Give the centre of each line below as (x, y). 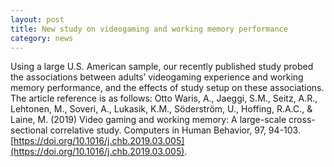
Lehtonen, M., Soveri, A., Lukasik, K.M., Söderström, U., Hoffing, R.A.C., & (161, 109)
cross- (302, 120)
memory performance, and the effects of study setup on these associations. (167, 88)
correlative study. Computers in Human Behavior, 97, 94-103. (175, 130)
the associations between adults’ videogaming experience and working (157, 77)
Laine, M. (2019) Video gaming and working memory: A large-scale (148, 120)
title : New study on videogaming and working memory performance (149, 29)
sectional (29, 130)
